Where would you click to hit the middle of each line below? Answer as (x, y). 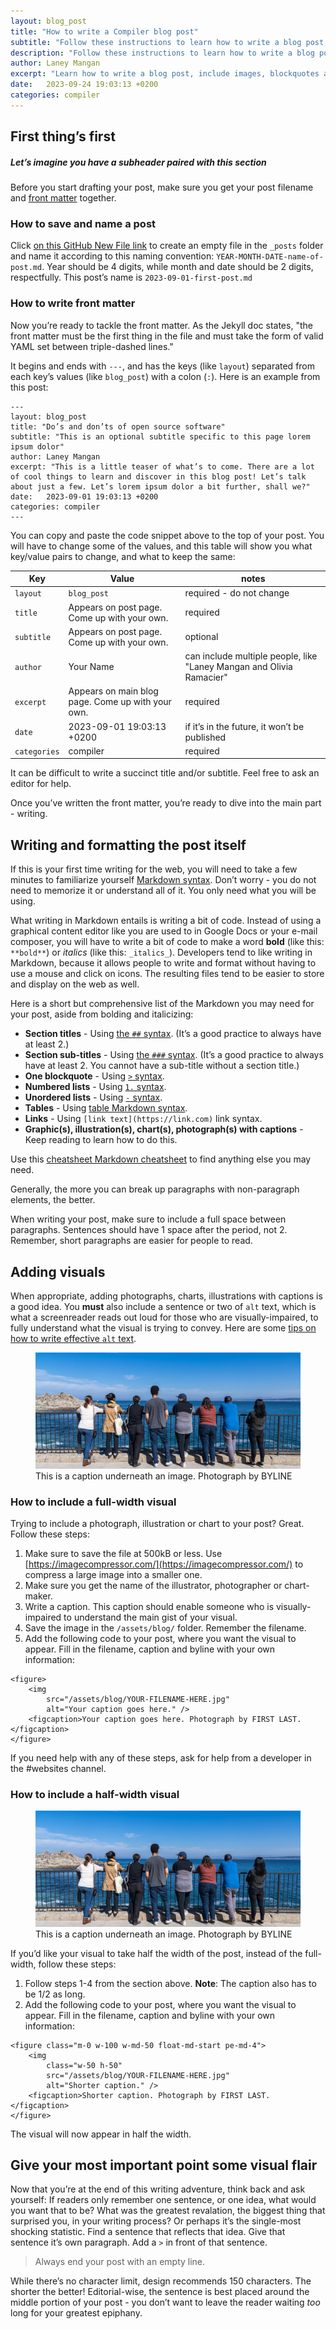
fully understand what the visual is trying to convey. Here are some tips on (163, 1328)
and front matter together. (63, 198)
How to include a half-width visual (95, 1794)
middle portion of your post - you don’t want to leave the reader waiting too (165, 2302)
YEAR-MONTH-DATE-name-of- (270, 257)
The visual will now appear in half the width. (101, 2134)
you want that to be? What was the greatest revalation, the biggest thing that (168, 2211)
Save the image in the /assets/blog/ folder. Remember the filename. (165, 1627)
